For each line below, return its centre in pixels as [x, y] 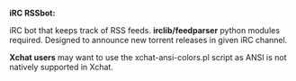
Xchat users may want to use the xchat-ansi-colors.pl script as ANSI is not [148, 57]
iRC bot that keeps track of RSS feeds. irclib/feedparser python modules [145, 30]
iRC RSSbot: [32, 13]
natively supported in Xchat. [62, 67]
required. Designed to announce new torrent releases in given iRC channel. [148, 40]
